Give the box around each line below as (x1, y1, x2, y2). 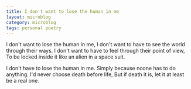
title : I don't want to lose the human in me (6, 8, 119, 15)
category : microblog (6, 19, 57, 25)
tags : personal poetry (6, 25, 62, 31)
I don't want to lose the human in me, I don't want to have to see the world (6, 41, 186, 48)
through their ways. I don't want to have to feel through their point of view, (6, 47, 185, 54)
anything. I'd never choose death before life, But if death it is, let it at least (6, 71, 185, 78)
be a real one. (6, 77, 39, 84)
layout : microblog (6, 14, 51, 20)
